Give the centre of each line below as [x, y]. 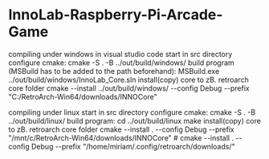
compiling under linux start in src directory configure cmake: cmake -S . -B [132, 112]
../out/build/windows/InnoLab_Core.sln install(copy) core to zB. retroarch [128, 79]
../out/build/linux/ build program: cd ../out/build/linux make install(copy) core [134, 120]
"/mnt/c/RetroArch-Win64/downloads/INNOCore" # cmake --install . [121, 137]
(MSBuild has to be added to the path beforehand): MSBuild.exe [114, 71]
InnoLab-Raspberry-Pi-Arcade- [116, 15]
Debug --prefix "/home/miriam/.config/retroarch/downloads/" [133, 146]
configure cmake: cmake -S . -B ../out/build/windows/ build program [121, 63]
